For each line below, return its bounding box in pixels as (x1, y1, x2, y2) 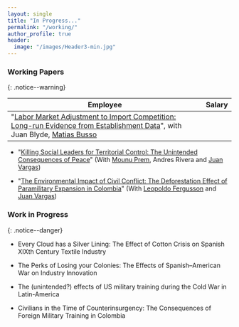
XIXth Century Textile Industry (17, 247, 107, 256)
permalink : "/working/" (7, 23, 78, 31)
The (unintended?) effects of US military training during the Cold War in (17, 282, 227, 291)
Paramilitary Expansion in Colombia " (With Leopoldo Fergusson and (17, 184, 217, 193)
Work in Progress (7, 210, 69, 220)
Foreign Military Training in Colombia (17, 311, 126, 320)
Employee (87, 100, 122, 110)
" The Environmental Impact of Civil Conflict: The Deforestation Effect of (17, 177, 228, 186)
